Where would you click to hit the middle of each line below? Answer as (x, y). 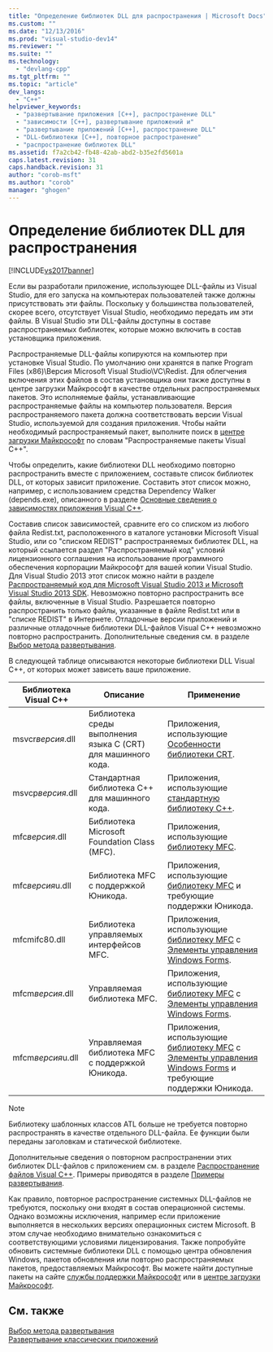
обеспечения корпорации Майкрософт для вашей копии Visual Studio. (131, 567)
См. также (37, 1311)
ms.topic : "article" (43, 84)
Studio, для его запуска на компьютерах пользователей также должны (132, 295)
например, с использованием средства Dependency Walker (113, 490)
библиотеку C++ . (201, 808)
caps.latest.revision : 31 (52, 160)
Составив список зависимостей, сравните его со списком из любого (129, 524)
